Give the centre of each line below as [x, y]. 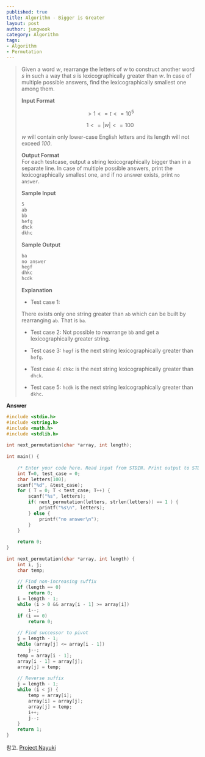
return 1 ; [30, 729]
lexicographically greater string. [70, 339]
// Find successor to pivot [53, 633]
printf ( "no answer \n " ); [69, 519]
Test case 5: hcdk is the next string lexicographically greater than [112, 387]
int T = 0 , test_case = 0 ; [49, 474]
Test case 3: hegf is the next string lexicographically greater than [112, 351]
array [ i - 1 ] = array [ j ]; [50, 661]
